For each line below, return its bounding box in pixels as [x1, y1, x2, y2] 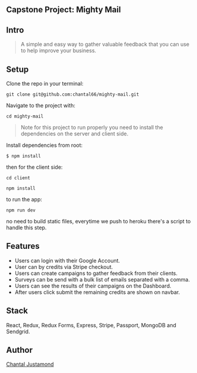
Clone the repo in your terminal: [6, 80, 84, 87]
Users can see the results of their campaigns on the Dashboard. [14, 282, 171, 289]
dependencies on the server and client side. [20, 130, 129, 137]
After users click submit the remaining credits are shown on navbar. [14, 288, 180, 296]
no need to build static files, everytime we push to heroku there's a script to [6, 218, 191, 225]
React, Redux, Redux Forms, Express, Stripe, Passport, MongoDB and [6, 321, 176, 328]
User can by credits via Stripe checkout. [14, 263, 113, 270]
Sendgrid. [6, 328, 30, 335]
